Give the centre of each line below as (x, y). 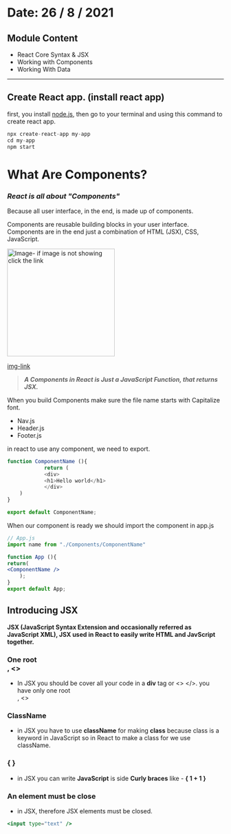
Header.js (31, 428)
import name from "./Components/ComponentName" (77, 545)
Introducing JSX (43, 610)
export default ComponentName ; (52, 512)
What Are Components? (77, 174)
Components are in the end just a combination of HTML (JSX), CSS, (103, 232)
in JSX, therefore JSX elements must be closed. (85, 811)
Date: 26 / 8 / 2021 (60, 13)
